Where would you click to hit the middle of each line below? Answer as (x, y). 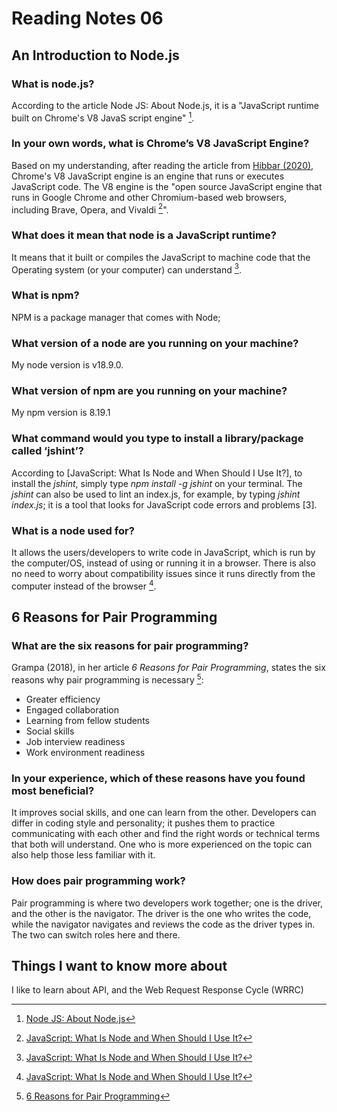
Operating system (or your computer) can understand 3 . (126, 269)
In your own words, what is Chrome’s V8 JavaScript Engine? (160, 144)
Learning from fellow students (87, 720)
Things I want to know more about (119, 965)
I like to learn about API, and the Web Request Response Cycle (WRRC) (157, 990)
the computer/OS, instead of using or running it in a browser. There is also (163, 563)
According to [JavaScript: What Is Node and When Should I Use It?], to (157, 473)
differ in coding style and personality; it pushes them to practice (143, 823)
